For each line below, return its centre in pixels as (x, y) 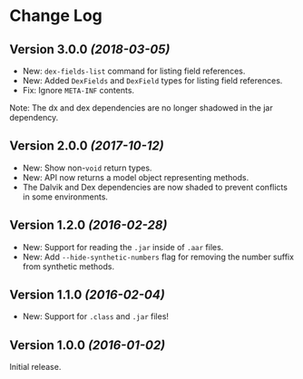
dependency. (34, 117)
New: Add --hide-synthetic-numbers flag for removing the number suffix (158, 257)
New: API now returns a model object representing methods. (136, 177)
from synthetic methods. (68, 266)
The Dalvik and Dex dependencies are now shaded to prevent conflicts (155, 187)
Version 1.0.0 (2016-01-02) (88, 345)
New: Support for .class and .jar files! (96, 316)
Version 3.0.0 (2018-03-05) (90, 49)
